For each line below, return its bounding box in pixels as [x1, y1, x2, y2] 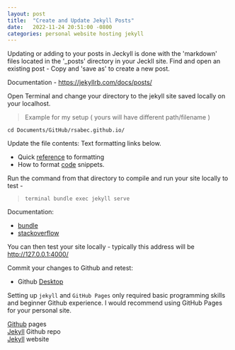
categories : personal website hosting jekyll [7, 30, 144, 37]
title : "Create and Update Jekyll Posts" [7, 17, 134, 24]
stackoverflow [17, 229, 59, 238]
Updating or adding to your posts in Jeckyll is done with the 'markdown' [7, 49, 217, 58]
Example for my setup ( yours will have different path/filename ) [24, 113, 211, 122]
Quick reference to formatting [17, 153, 105, 161]
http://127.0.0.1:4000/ [7, 250, 69, 259]
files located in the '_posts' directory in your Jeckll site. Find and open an [7, 57, 221, 66]
